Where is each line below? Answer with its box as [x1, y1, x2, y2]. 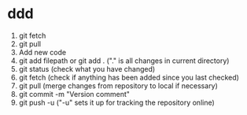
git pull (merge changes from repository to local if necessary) [18, 80, 218, 91]
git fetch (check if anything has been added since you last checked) [18, 72, 239, 82]
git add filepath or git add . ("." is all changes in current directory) [18, 56, 230, 65]
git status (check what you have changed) [18, 64, 156, 73]
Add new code [18, 47, 67, 57]
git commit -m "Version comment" [18, 89, 131, 98]
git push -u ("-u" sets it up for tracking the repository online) [18, 98, 216, 107]
